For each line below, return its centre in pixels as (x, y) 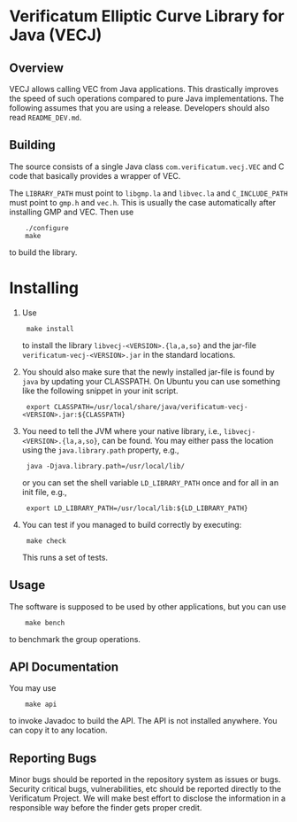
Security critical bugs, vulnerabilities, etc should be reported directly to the (145, 789)
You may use (33, 688)
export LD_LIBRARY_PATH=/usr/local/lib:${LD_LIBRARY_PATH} (137, 508)
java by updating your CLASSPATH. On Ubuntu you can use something (151, 381)
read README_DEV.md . (46, 117)
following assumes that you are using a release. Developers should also (139, 108)
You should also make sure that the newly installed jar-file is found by (148, 372)
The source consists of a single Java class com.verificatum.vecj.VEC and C (147, 167)
